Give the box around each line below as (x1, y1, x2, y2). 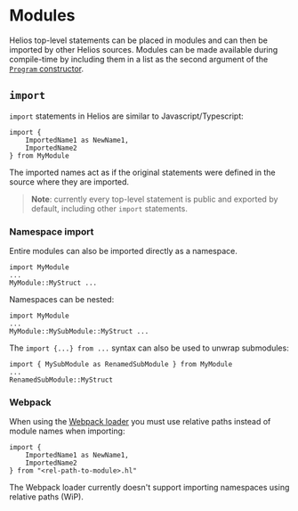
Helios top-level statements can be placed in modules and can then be (9, 35, 269, 45)
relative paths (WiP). (9, 491, 85, 502)
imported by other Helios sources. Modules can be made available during (9, 44, 278, 54)
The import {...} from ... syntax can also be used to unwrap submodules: (9, 342, 289, 353)
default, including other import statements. (30, 202, 189, 214)
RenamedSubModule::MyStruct (9, 375, 114, 384)
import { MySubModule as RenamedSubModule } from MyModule (9, 360, 233, 369)
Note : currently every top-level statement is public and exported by (30, 194, 278, 204)
